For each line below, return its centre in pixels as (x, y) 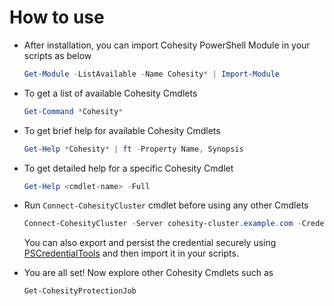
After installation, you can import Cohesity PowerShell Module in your (167, 45)
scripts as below (57, 55)
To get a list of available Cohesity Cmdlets (110, 93)
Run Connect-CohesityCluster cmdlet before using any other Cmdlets (166, 205)
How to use (57, 17)
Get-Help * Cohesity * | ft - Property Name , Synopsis (133, 149)
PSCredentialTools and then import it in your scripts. (131, 253)
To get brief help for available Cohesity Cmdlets (122, 130)
